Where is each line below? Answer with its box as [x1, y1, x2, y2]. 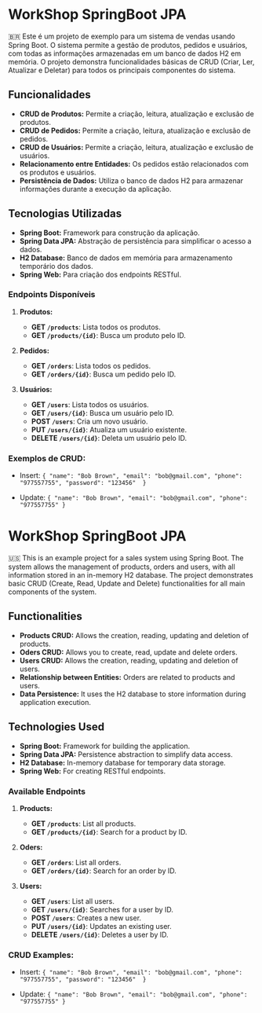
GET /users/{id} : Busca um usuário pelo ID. [31, 408, 174, 417]
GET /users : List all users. [31, 897, 115, 906]
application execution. [19, 697, 92, 707]
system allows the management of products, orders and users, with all [8, 562, 235, 571]
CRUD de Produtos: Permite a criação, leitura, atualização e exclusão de [19, 108, 255, 119]
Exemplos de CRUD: [8, 453, 86, 464]
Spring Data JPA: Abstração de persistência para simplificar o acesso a [19, 236, 252, 245]
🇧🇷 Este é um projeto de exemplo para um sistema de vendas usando [8, 31, 235, 41]
